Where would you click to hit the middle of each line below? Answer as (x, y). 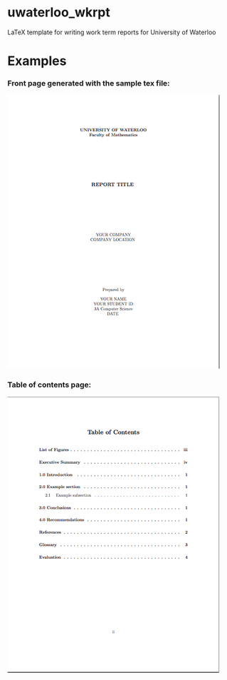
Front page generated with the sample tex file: (89, 83)
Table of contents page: (49, 385)
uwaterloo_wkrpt (59, 12)
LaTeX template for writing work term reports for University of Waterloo (112, 32)
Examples (37, 61)
